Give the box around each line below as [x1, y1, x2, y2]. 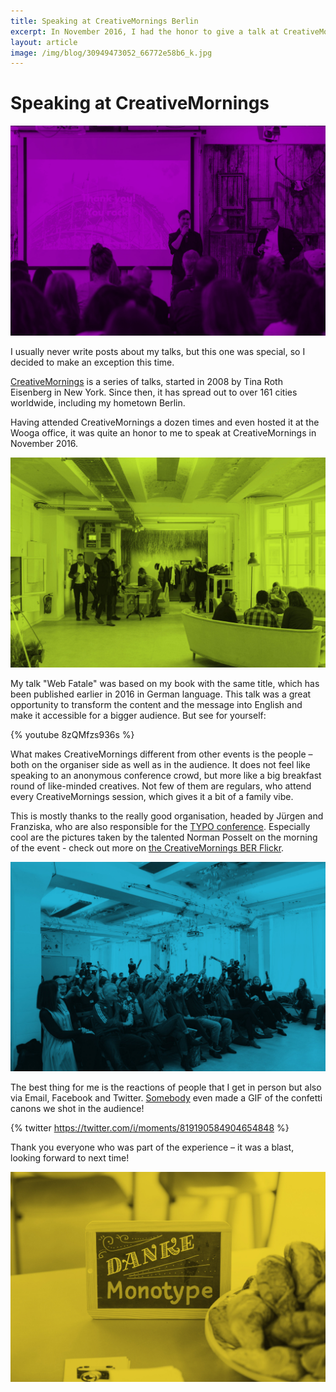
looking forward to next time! [10, 1152, 130, 1164]
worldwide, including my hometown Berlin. [10, 396, 186, 409]
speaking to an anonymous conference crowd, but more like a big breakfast [10, 769, 322, 781]
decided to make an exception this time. [10, 356, 175, 368]
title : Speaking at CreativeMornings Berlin [10, 16, 199, 26]
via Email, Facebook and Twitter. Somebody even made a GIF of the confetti [10, 1092, 323, 1104]
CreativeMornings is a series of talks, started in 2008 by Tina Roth [10, 375, 283, 387]
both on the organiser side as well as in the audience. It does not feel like [10, 758, 311, 770]
